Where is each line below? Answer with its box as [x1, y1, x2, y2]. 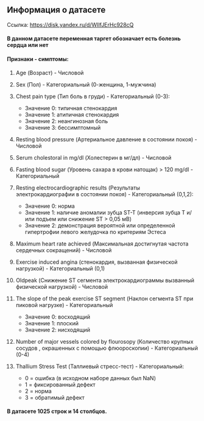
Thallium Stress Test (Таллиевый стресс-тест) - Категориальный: [15, 363, 185, 370]
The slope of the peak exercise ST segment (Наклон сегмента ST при [15, 295, 194, 302]
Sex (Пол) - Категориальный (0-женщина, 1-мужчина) [15, 80, 157, 88]
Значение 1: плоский [24, 319, 79, 327]
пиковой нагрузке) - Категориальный [15, 301, 113, 308]
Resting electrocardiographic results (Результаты [15, 184, 141, 191]
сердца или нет [7, 41, 49, 49]
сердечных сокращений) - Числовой [15, 246, 112, 253]
